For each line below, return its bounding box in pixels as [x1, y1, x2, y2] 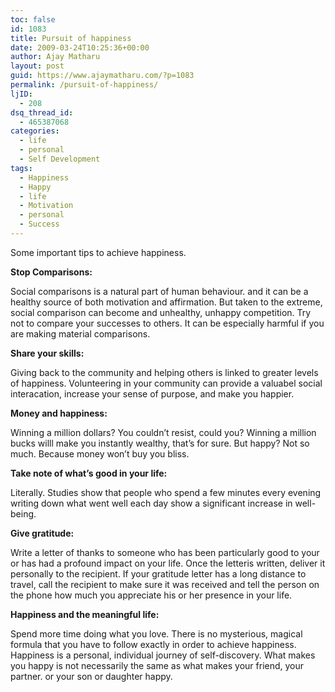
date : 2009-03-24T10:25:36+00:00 [10, 42, 150, 53]
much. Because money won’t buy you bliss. [10, 447, 190, 460]
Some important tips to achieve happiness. [10, 246, 187, 258]
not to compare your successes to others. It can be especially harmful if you [10, 317, 325, 329]
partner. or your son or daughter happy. [10, 670, 173, 682]
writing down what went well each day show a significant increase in [10, 497, 293, 509]
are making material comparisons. [10, 327, 151, 340]
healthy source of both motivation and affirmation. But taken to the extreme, [10, 296, 323, 308]
